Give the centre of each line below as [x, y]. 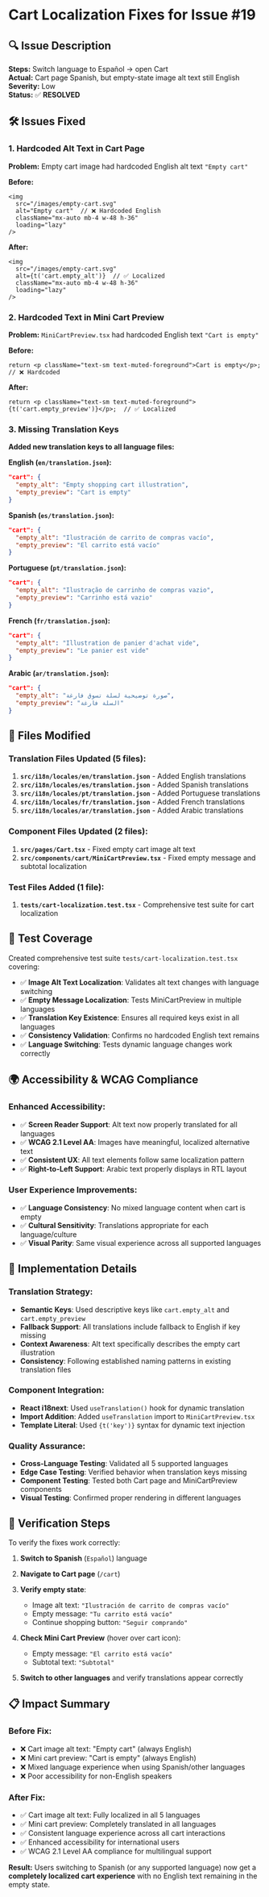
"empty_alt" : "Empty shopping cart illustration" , [102, 485]
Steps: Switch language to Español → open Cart [89, 69]
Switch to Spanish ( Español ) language [83, 1558]
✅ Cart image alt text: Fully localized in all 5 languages [110, 1815]
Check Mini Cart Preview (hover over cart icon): [100, 1638]
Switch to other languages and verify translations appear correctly [132, 1678]
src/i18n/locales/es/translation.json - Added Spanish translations [134, 785]
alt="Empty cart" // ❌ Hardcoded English [88, 211]
